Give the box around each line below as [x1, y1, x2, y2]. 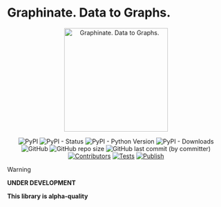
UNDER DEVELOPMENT [7, 178, 76, 187]
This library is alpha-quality [7, 192, 88, 200]
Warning [7, 165, 31, 173]
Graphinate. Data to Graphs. [7, 5, 171, 21]
